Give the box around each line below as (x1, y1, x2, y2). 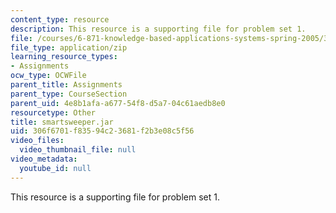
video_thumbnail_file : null (19, 145, 137, 155)
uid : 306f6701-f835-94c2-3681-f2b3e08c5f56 (10, 126, 195, 136)
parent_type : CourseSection (10, 89, 128, 99)
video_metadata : (10, 154, 78, 164)
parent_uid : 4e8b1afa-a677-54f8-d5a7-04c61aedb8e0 (10, 98, 226, 108)
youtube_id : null (19, 163, 92, 173)
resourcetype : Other (10, 107, 97, 118)
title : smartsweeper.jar (10, 117, 114, 127)
